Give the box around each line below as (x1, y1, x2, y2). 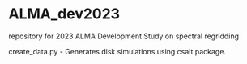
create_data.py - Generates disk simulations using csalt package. (8, 46, 227, 56)
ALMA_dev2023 (8, 5, 120, 23)
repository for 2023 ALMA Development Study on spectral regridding (8, 31, 240, 41)
